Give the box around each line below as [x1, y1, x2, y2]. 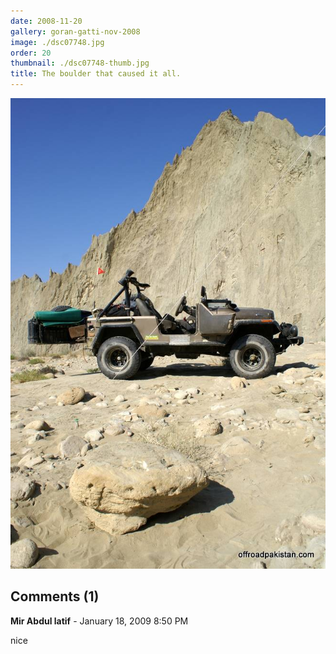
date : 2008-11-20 [10, 16, 83, 26]
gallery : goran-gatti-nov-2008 [10, 26, 141, 37]
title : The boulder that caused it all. [10, 69, 182, 79]
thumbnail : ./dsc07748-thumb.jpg [10, 58, 150, 69]
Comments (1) [10, 588, 100, 605]
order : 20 [10, 48, 52, 58]
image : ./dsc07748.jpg [10, 37, 105, 47]
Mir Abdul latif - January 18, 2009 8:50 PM [10, 615, 189, 627]
